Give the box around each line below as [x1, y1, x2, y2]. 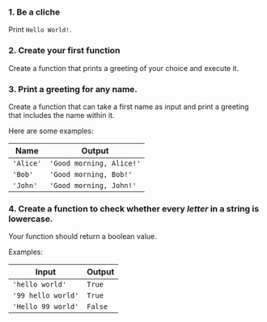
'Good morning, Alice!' [49, 158, 142, 168]
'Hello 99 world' [12, 302, 79, 312]
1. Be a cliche [8, 6, 61, 18]
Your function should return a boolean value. [8, 232, 158, 241]
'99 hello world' [12, 291, 79, 300]
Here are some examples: [8, 126, 95, 136]
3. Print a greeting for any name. [8, 83, 138, 94]
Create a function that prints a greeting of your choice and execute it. [8, 63, 239, 73]
